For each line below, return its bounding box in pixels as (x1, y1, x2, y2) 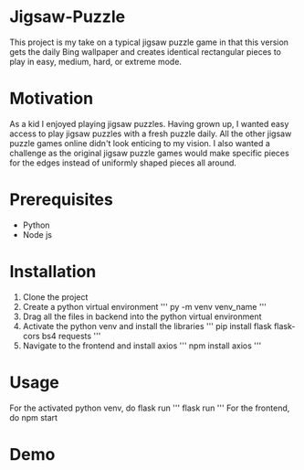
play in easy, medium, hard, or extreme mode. (9, 56, 183, 67)
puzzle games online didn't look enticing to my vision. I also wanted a (9, 137, 271, 148)
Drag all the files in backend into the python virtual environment (22, 311, 262, 322)
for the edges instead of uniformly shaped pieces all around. (9, 157, 237, 168)
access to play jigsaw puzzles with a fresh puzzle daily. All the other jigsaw (9, 128, 292, 139)
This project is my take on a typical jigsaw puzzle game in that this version (9, 37, 289, 48)
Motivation (9, 89, 94, 109)
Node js (22, 229, 53, 240)
